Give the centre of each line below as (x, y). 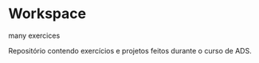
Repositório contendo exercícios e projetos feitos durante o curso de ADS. (130, 50)
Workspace (47, 14)
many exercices (34, 35)
